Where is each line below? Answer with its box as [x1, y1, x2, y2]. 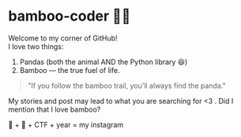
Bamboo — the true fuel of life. [19, 65, 120, 74]
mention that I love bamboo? [8, 105, 101, 114]
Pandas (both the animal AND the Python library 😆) [19, 57, 188, 67]
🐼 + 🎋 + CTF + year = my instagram [8, 120, 124, 129]
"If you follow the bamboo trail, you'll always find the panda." [27, 81, 227, 90]
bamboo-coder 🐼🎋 [8, 7, 131, 25]
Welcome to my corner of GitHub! [8, 33, 118, 43]
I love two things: [8, 41, 64, 51]
